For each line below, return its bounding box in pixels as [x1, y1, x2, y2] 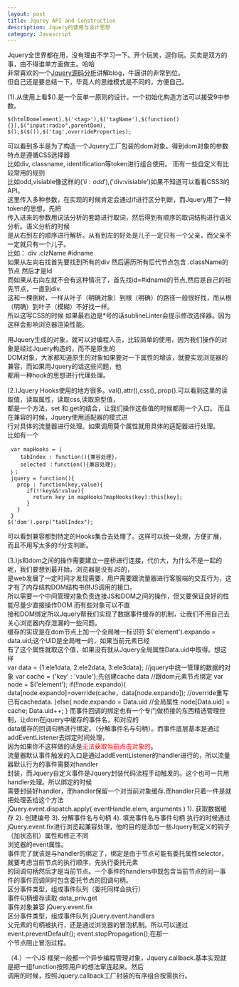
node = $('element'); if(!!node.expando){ [7, 680, 127, 689]
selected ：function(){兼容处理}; [20, 461, 117, 468]
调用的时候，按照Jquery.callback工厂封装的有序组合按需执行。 [7, 971, 191, 980]
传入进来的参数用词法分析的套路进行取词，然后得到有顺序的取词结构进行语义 [7, 213, 232, 222]
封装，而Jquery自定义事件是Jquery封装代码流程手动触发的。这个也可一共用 [7, 769, 230, 778]
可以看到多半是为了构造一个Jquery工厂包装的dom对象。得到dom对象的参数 [7, 142, 229, 151]
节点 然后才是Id [7, 267, 53, 275]
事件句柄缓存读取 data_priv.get [7, 894, 97, 903]
